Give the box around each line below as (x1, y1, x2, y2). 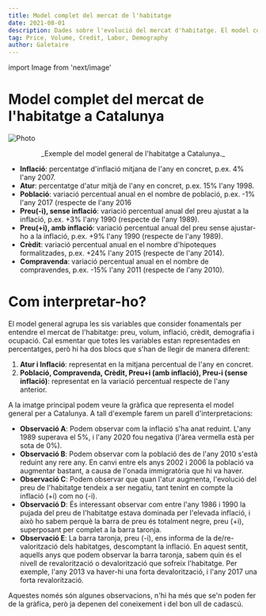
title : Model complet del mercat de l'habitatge (8, 11, 172, 20)
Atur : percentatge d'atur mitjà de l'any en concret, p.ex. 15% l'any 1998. (19, 181, 255, 191)
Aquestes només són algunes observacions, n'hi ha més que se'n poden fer (8, 591, 256, 600)
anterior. (19, 385, 47, 394)
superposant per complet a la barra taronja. (19, 525, 162, 534)
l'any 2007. (19, 173, 56, 182)
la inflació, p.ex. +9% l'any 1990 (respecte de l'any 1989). (36, 231, 223, 241)
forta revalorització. (19, 576, 85, 584)
